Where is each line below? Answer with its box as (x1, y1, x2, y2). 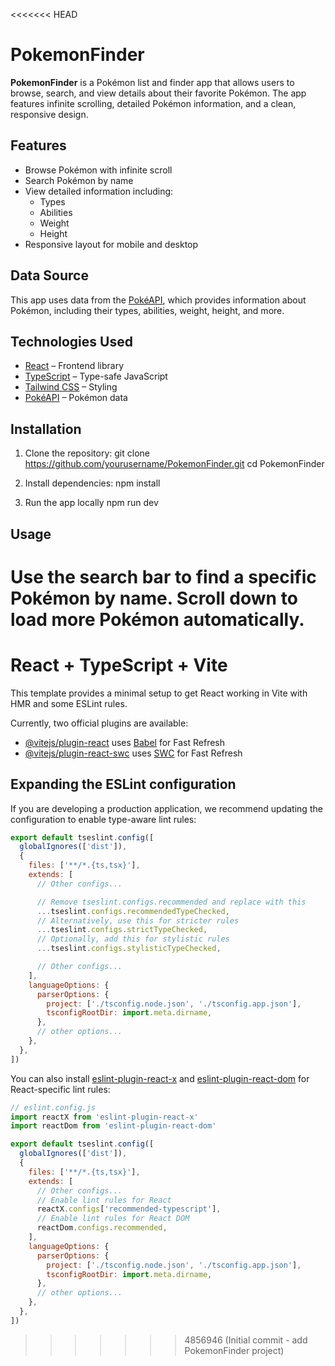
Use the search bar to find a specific (10, 565, 317, 588)
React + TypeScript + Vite (10, 654, 228, 676)
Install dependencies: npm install (24, 477, 161, 489)
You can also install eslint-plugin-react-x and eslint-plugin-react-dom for (10, 1072, 310, 1084)
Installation (10, 420, 82, 438)
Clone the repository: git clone (24, 447, 150, 459)
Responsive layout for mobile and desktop (24, 238, 199, 250)
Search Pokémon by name (24, 174, 134, 186)
